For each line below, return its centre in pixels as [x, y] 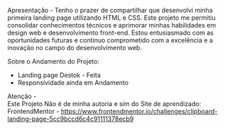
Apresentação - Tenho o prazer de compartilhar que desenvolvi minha [110, 10]
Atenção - [22, 96]
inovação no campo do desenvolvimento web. [75, 48]
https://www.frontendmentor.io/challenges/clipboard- [139, 111]
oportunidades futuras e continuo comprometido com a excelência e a [110, 40]
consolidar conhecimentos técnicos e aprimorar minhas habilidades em [112, 25]
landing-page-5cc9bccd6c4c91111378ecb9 [71, 119]
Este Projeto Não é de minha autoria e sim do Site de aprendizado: [104, 104]
